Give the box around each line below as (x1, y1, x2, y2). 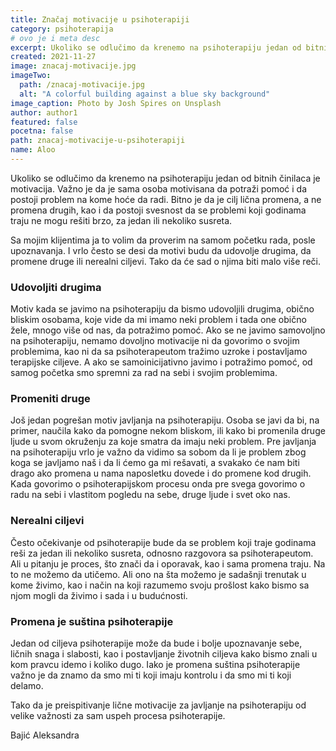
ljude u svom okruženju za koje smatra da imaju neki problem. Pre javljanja (10, 436, 317, 448)
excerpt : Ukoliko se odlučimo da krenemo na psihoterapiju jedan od (10, 42, 302, 53)
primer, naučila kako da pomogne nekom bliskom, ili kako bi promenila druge (10, 425, 326, 437)
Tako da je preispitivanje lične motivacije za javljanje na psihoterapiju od (10, 699, 307, 711)
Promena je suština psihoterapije (10, 614, 174, 628)
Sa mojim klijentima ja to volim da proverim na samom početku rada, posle (10, 234, 316, 246)
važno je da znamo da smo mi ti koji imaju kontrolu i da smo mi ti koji (10, 669, 292, 681)
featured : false (10, 117, 78, 127)
